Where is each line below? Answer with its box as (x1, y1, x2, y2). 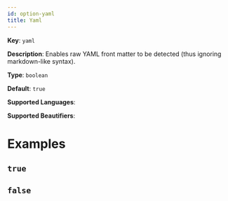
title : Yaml (7, 17, 42, 24)
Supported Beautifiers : (7, 111, 76, 120)
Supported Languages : (7, 97, 76, 106)
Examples (7, 136, 66, 151)
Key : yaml (7, 36, 35, 44)
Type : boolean (7, 71, 48, 79)
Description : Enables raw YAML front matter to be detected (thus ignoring (7, 50, 222, 58)
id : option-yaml (7, 10, 55, 18)
